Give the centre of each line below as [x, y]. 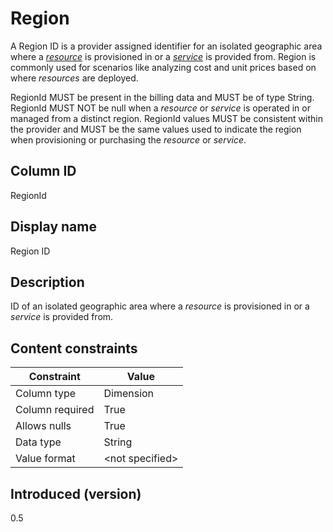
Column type [46, 394]
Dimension [129, 394]
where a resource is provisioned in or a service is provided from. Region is [163, 56]
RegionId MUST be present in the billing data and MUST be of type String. [162, 97]
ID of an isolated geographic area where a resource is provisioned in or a [160, 306]
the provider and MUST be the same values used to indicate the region [156, 129]
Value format [45, 459]
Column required [55, 410]
